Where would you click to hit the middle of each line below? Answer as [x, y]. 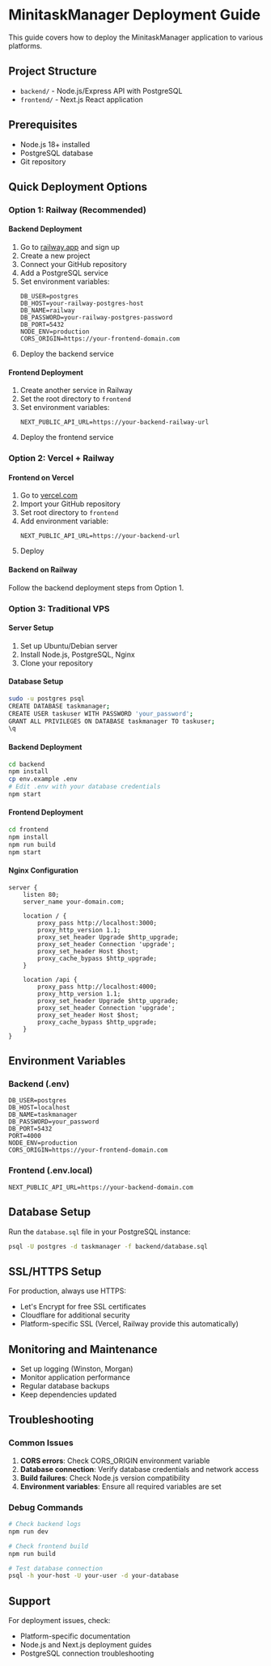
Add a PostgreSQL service [64, 273]
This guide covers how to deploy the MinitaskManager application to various [136, 37]
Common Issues [41, 1443]
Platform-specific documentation [75, 1636]
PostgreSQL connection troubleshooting [87, 1653]
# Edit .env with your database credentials [85, 787]
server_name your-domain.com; [74, 902]
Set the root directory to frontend [76, 399]
